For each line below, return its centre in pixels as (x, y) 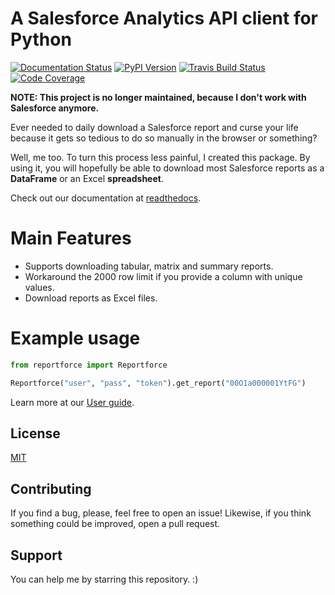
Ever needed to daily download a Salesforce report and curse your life (154, 127)
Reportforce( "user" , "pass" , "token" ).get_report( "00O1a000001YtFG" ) (158, 383)
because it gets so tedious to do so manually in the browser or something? (164, 138)
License (35, 433)
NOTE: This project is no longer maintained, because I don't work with (158, 97)
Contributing (51, 488)
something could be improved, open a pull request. (115, 524)
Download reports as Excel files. (91, 298)
